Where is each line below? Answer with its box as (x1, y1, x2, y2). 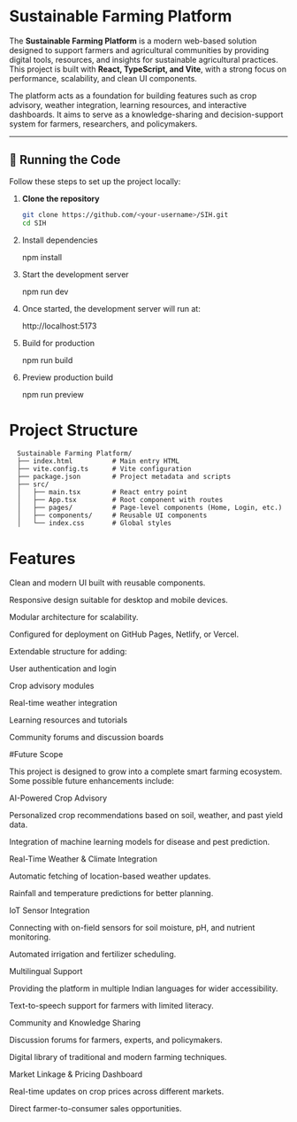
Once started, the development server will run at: (21, 303, 201, 313)
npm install (21, 251, 63, 262)
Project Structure (9, 420, 139, 440)
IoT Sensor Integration (9, 905, 90, 916)
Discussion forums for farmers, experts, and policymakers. (9, 1034, 223, 1046)
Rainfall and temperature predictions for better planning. (9, 888, 214, 899)
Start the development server (21, 268, 130, 280)
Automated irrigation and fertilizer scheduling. (9, 949, 177, 960)
